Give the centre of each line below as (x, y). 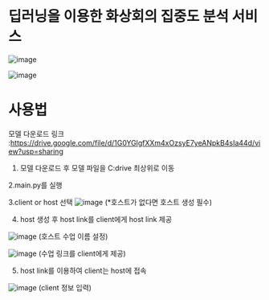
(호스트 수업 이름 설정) (73, 236)
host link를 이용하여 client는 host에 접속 (83, 270)
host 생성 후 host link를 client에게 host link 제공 (96, 219)
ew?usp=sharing (36, 151)
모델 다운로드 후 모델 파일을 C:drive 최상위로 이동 (97, 168)
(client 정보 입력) (65, 287)
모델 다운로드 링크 (36, 134)
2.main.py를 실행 (35, 185)
